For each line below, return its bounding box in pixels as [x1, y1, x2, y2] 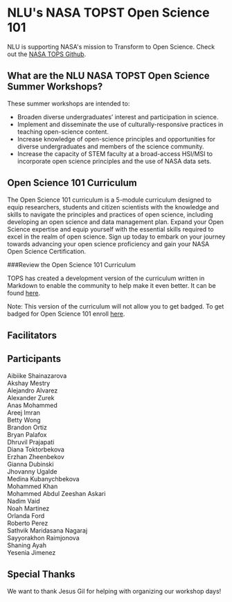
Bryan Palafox [7, 430, 47, 438]
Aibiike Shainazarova [7, 371, 67, 379]
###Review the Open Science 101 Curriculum [7, 260, 136, 268]
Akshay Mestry [7, 379, 51, 387]
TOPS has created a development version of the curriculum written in [7, 274, 205, 282]
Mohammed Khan [7, 482, 58, 490]
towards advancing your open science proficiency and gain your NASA [7, 239, 210, 248]
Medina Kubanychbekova [7, 474, 80, 483]
